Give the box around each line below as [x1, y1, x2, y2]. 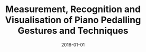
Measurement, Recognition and [5, 4, 141, 15]
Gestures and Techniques [17, 25, 129, 36]
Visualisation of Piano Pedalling [5, 14, 141, 26]
